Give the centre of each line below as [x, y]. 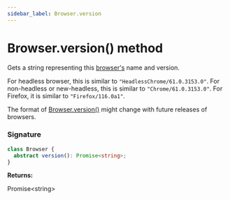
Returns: [20, 176]
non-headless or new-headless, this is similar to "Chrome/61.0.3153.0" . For [115, 89]
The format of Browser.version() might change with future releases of [107, 109]
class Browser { [31, 149]
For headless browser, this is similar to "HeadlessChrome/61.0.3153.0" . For [114, 81]
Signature [24, 134]
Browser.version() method [85, 48]
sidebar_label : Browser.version [54, 14]
